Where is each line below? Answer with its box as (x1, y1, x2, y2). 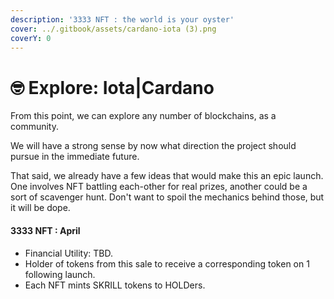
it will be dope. (10, 202, 71, 214)
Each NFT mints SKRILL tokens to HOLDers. (24, 279, 206, 291)
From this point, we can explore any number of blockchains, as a (10, 110, 277, 122)
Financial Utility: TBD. (24, 247, 114, 259)
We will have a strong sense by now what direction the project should (10, 140, 297, 152)
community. (10, 121, 59, 133)
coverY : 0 (10, 33, 52, 43)
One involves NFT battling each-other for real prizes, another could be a (10, 181, 308, 193)
